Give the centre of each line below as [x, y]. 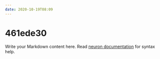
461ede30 [26, 33]
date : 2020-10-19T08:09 [29, 9]
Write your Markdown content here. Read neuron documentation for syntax [80, 47]
